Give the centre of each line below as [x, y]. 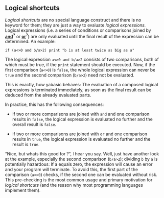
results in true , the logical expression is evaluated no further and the [81, 139]
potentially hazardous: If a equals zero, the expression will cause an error [79, 164]
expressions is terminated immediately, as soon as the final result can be [78, 90]
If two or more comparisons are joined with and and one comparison [81, 114]
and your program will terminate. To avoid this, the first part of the [71, 170]
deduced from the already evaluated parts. [48, 95]
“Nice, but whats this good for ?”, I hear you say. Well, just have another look [82, 154]
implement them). [23, 190]
